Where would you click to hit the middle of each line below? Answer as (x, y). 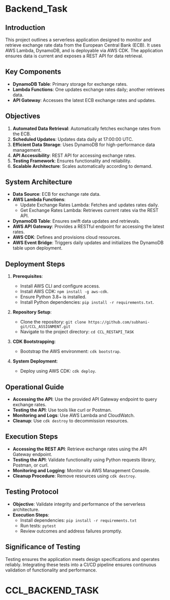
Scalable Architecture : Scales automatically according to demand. (82, 166)
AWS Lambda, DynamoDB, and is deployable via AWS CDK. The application (84, 50)
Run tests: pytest (38, 525)
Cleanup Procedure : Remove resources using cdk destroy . (74, 476)
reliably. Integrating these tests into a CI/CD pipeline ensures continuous (81, 564)
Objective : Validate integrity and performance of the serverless (79, 504)
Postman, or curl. (31, 465)
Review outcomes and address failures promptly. (71, 531)
